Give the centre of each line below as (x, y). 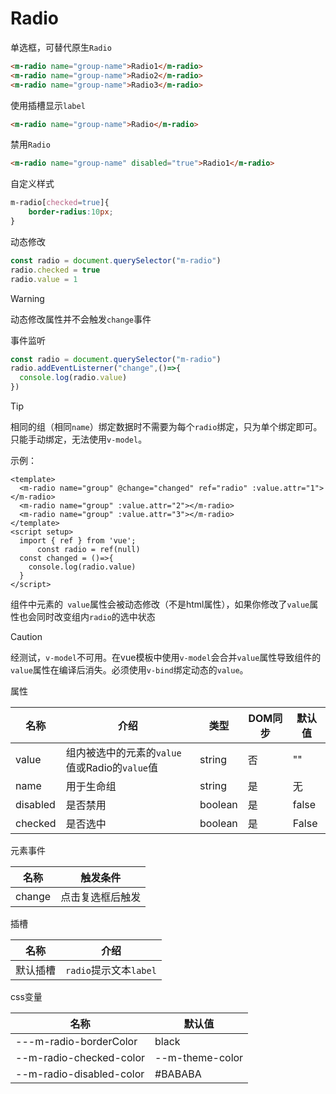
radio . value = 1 (44, 279)
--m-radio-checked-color (80, 1058)
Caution (26, 637)
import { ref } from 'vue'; (78, 541)
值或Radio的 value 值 (112, 768)
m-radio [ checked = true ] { (60, 203)
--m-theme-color (199, 1058)
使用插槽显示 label (48, 105)
